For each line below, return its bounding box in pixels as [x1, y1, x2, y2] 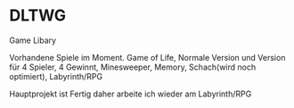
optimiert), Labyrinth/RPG [9, 71, 103, 81]
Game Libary [9, 35, 56, 46]
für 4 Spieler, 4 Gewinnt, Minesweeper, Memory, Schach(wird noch [9, 62, 257, 72]
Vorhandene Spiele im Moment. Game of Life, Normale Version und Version [9, 52, 286, 62]
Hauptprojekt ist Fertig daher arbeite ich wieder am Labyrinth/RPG [9, 88, 252, 99]
